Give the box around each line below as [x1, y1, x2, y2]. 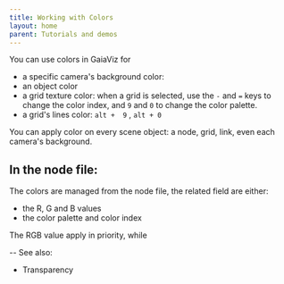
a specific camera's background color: [21, 71, 165, 82]
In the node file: [9, 162, 98, 177]
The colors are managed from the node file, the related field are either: [9, 186, 269, 196]
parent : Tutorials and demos [9, 29, 118, 38]
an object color [21, 81, 79, 92]
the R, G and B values [21, 203, 102, 214]
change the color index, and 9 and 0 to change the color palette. [21, 100, 258, 111]
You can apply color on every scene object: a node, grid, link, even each [9, 127, 275, 138]
